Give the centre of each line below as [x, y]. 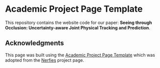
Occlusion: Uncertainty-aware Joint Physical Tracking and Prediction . [78, 27]
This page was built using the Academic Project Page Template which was [80, 55]
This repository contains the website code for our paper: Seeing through [79, 23]
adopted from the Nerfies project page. [45, 60]
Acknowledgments [35, 43]
